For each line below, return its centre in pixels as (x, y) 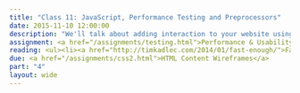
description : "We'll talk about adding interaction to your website (139, 34)
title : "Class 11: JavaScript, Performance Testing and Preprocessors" (145, 17)
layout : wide (33, 75)
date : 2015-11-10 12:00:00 (59, 26)
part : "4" (28, 67)
